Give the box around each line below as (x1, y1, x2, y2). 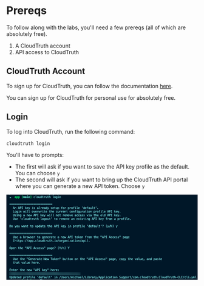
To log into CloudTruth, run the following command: (6, 128, 135, 135)
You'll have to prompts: (6, 151, 64, 158)
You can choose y (15, 169, 60, 176)
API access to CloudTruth (15, 48, 80, 55)
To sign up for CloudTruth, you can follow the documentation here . (6, 82, 173, 89)
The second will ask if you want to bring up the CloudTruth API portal (15, 176, 188, 183)
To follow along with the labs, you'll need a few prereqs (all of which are (6, 24, 186, 31)
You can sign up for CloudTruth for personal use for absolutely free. (6, 94, 176, 101)
